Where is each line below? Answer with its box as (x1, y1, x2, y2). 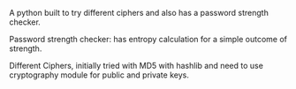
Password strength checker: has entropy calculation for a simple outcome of (9, 34, 287, 44)
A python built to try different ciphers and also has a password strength (9, 8, 269, 18)
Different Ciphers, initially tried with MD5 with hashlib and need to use (9, 61, 263, 70)
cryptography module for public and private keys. (9, 70, 190, 80)
